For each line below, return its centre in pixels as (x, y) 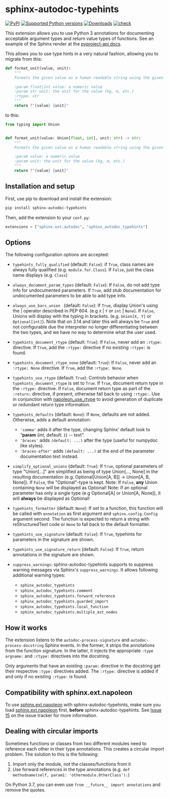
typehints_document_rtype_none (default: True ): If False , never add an (84, 363)
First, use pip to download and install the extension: (59, 199)
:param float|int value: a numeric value (58, 87)
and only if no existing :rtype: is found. (46, 677)
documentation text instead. (49, 456)
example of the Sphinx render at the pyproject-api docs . (64, 43)
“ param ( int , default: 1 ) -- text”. (52, 435)
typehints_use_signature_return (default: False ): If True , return (78, 549)
